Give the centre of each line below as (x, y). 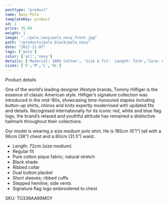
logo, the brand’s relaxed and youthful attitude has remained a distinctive (80, 116)
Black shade (25, 162)
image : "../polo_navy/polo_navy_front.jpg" (51, 38)
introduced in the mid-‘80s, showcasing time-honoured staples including (80, 100)
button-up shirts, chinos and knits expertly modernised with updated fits (80, 105)
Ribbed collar (26, 167)
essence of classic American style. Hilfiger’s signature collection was (76, 95)
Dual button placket (32, 172)
